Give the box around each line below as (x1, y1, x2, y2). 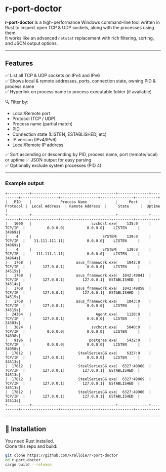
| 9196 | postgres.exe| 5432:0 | (5, 338, 152, 343)
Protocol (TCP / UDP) (12, 116, 56, 121)
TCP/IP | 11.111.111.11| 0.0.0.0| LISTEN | (5, 238, 140, 243)
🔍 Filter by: (5, 99, 29, 105)
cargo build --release (5, 462, 52, 467)
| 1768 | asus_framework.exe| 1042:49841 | (5, 273, 152, 278)
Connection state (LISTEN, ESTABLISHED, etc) (12, 131, 107, 137)
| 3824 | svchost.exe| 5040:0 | (5, 325, 152, 330)
